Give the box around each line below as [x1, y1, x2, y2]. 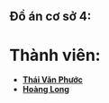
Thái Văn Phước [22, 74, 83, 85]
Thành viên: [9, 45, 101, 65]
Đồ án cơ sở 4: [9, 9, 92, 24]
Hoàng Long [22, 84, 70, 95]
